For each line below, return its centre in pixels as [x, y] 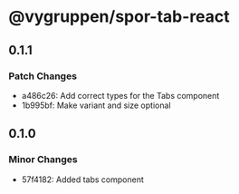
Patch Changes [43, 76]
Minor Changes [43, 160]
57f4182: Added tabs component [82, 179]
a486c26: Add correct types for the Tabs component [120, 95]
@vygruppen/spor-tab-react [119, 17]
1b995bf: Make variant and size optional [96, 105]
